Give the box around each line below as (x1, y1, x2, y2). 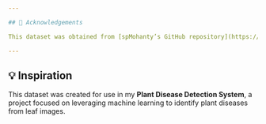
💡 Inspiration (8, 69, 73, 82)
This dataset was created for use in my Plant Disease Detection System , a (8, 90, 253, 100)
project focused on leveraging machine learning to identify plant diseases (8, 98, 248, 107)
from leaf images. (8, 107, 66, 116)
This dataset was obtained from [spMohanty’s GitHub (8, 32, 186, 40)
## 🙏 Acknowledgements (8, 18, 83, 26)
